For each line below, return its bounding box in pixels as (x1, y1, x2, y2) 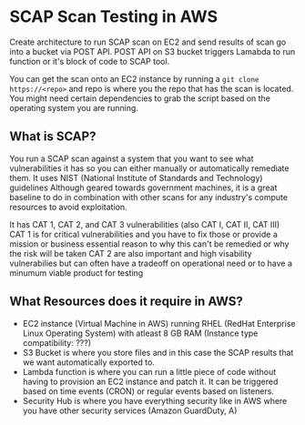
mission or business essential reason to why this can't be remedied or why (9, 238, 290, 249)
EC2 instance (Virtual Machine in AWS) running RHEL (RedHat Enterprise (22, 318, 296, 329)
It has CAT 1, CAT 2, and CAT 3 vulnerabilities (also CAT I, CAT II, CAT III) (9, 218, 280, 229)
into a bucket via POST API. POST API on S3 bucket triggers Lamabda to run (9, 46, 296, 56)
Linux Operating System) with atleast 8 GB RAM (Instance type (22, 328, 259, 339)
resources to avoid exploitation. (9, 201, 127, 212)
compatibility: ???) (22, 337, 92, 348)
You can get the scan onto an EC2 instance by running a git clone (9, 73, 259, 84)
